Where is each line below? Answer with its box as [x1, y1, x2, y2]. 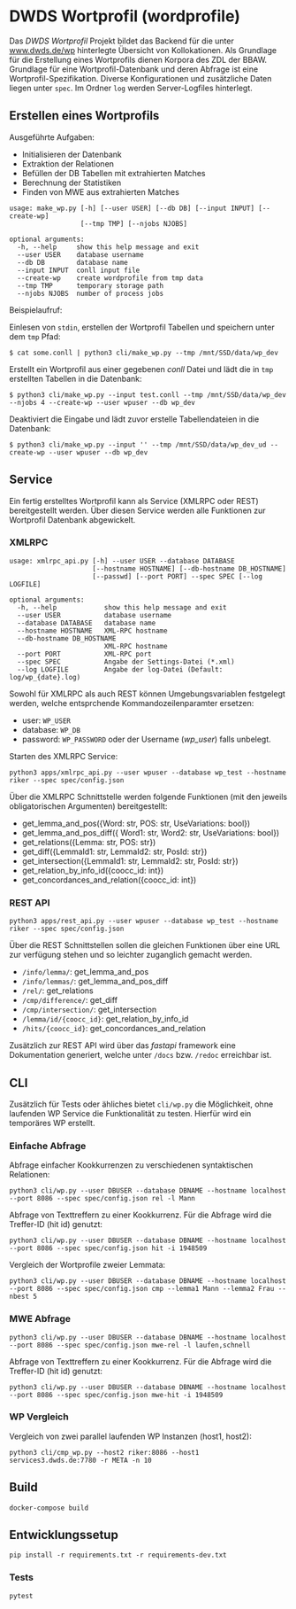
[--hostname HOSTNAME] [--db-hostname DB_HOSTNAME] [92, 564, 287, 573]
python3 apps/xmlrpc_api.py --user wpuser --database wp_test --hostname [9, 768, 287, 777]
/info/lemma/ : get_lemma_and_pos [21, 967, 149, 977]
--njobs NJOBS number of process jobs [17, 289, 164, 298]
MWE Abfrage [9, 1313, 72, 1325]
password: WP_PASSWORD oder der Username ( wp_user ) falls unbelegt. [21, 734, 271, 744]
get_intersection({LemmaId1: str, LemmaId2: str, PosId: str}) [21, 855, 239, 866]
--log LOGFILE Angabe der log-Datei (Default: [17, 665, 224, 674]
